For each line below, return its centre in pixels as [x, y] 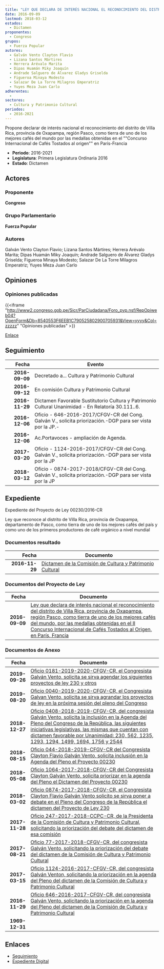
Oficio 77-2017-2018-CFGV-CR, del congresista [89, 842]
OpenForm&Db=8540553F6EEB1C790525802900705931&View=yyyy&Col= [81, 321]
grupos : [13, 41]
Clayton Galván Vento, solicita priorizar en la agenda [90, 776]
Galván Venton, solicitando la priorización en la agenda [93, 875]
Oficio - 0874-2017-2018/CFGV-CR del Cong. [90, 469]
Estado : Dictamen [30, 163]
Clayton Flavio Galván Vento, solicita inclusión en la [89, 756]
